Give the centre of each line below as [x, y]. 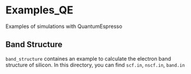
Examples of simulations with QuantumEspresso [64, 26]
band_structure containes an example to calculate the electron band [88, 58]
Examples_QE [39, 10]
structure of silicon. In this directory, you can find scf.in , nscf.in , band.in [95, 65]
